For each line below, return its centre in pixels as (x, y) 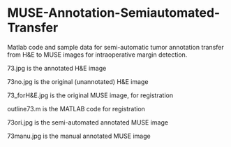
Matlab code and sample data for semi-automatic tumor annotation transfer (116, 47)
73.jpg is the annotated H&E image (57, 68)
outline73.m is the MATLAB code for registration (76, 108)
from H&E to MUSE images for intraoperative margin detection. (97, 55)
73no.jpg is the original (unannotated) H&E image (78, 81)
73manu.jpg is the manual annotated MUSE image (79, 136)
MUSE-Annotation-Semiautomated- (114, 13)
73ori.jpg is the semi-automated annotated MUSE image (88, 122)
